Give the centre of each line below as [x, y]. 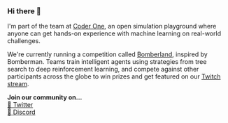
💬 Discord [22, 112]
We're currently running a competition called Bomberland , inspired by [107, 54]
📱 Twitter [20, 105]
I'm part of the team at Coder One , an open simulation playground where [112, 26]
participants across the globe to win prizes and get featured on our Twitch [114, 76]
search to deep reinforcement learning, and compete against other [103, 69]
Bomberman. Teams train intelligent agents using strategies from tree [107, 62]
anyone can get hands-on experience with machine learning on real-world [114, 33]
